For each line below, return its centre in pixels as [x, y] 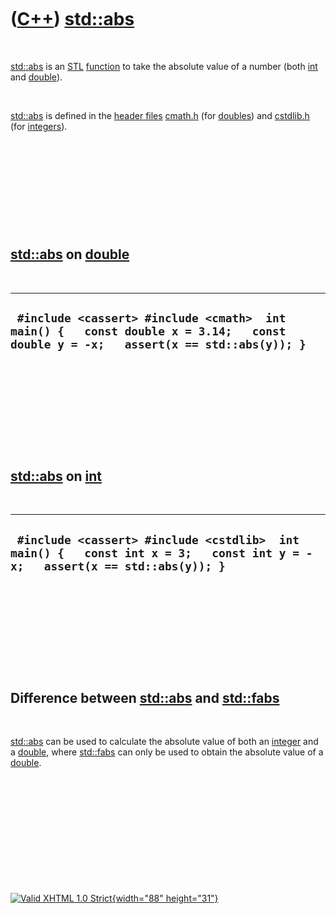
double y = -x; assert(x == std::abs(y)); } [158, 344]
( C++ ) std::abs [72, 19]
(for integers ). [39, 126]
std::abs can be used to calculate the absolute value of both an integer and [164, 741]
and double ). [36, 77]
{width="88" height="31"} [165, 898]
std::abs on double [70, 254]
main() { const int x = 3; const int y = [155, 553]
